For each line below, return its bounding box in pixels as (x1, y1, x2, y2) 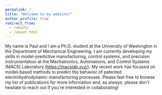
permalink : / (5, 7, 32, 12)
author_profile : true (5, 16, 49, 21)
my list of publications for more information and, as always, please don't (5, 79, 150, 85)
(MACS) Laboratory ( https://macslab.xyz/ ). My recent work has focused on (5, 64, 156, 70)
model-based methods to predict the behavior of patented (5, 69, 122, 75)
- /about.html (9, 30, 38, 35)
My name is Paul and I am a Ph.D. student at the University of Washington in (5, 43, 157, 49)
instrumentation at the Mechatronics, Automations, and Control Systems (5, 59, 150, 64)
